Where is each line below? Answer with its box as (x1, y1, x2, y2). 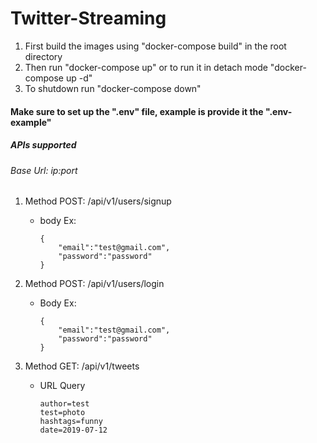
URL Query (39, 380, 86, 392)
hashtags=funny (39, 417, 103, 427)
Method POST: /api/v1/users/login (24, 278, 165, 290)
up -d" (65, 72, 93, 84)
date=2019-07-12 (39, 425, 108, 436)
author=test (39, 399, 90, 409)
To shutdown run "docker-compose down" (24, 82, 202, 94)
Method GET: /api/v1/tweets (24, 360, 140, 372)
